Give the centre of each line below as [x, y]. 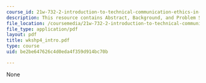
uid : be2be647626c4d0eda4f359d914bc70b [57, 52]
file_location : [26, 23]
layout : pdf [21, 35]
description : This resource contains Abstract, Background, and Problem [101, 18]
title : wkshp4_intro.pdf [38, 40]
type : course [23, 46]
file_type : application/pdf [42, 29]
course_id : [20, 12]
